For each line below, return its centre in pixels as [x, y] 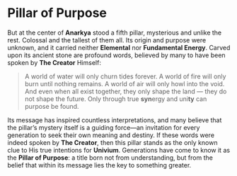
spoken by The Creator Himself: [54, 62]
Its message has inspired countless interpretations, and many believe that [115, 120]
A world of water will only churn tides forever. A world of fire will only [125, 76]
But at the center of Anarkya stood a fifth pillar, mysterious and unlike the [115, 33]
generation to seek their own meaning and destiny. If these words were [111, 135]
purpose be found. [52, 106]
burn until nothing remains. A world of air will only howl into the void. [125, 83]
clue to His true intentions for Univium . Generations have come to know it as [119, 150]
